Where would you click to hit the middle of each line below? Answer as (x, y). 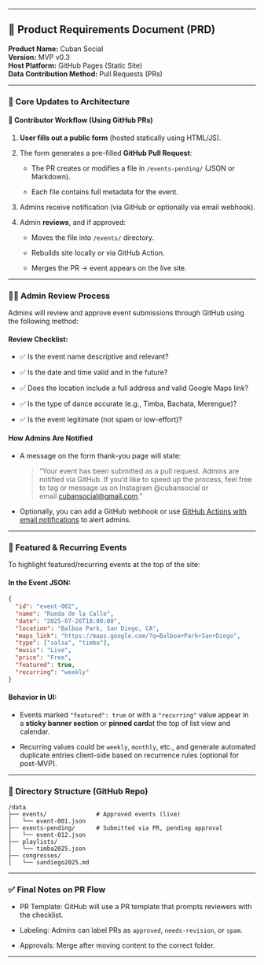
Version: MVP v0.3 (39, 57)
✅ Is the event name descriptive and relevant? (94, 357)
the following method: (43, 321)
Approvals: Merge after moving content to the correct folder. (117, 945)
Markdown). (51, 176)
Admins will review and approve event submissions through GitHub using (126, 313)
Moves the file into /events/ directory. (93, 238)
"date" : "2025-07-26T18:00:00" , (68, 621)
